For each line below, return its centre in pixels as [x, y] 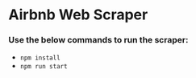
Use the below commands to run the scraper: [98, 40]
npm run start [44, 67]
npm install [40, 58]
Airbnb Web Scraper [78, 15]
